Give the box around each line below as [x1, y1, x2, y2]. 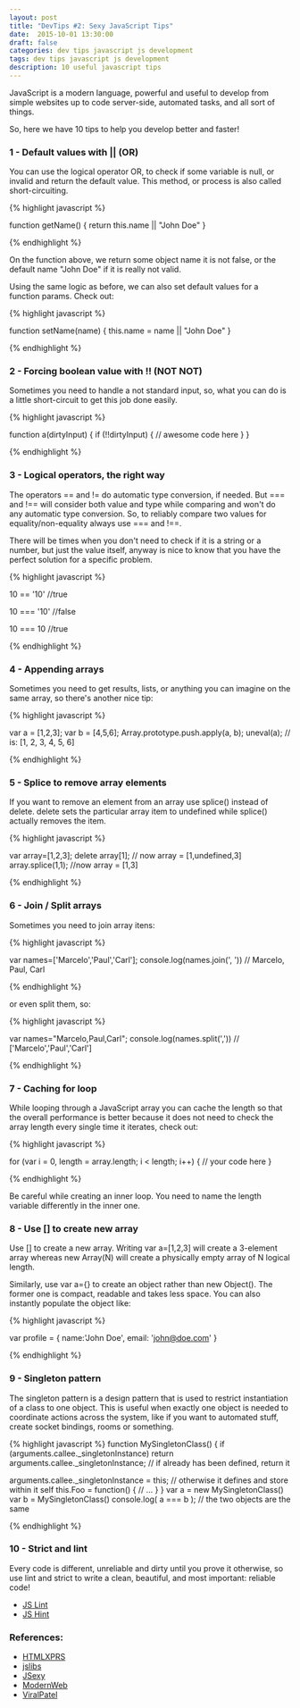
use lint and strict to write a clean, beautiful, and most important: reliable [9, 1572, 276, 1583]
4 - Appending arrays [9, 663, 104, 675]
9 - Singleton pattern [9, 1372, 102, 1385]
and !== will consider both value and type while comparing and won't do [9, 498, 276, 509]
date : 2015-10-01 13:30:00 [9, 29, 114, 38]
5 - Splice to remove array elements [9, 776, 167, 789]
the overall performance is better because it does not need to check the [9, 1111, 274, 1122]
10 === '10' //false [9, 606, 76, 616]
